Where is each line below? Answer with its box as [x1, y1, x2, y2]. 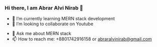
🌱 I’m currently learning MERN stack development [12, 16, 115, 22]
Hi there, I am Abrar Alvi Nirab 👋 [5, 4, 83, 11]
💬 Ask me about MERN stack [12, 31, 71, 37]
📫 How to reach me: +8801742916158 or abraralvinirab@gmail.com [12, 36, 152, 42]
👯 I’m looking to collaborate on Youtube [12, 21, 94, 27]
